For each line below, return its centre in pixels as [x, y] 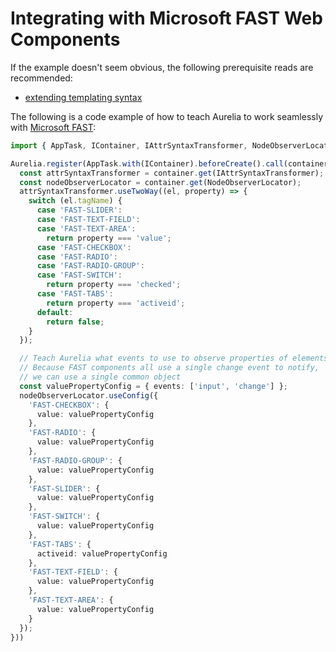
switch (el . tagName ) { [75, 201]
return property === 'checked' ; [114, 285]
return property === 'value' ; [109, 238]
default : [55, 312]
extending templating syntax [83, 97]
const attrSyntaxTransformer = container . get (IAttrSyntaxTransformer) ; [172, 173]
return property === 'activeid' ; [116, 303]
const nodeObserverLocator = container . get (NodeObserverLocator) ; [160, 182]
